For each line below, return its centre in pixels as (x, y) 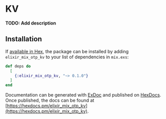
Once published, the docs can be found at (50, 101)
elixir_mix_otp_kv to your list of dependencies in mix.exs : (67, 57)
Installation (24, 39)
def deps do (18, 66)
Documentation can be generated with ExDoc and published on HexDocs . (83, 95)
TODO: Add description (31, 23)
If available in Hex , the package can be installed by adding (67, 51)
